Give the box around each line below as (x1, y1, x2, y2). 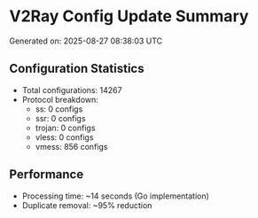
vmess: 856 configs (35, 141, 108, 152)
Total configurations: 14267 (21, 84, 122, 95)
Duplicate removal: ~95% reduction (21, 199, 152, 210)
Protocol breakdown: (21, 94, 99, 105)
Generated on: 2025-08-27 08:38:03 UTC (9, 35, 162, 46)
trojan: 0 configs (35, 122, 96, 133)
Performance (9, 167, 84, 183)
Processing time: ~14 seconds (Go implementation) (21, 191, 210, 201)
